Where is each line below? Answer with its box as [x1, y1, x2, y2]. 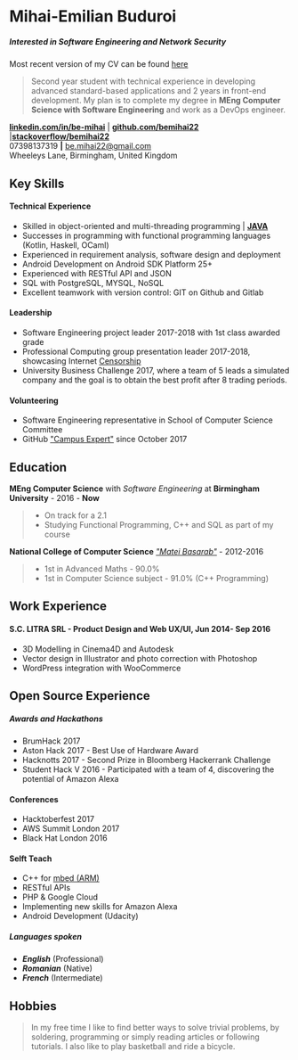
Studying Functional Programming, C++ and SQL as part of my [44, 519, 274, 530]
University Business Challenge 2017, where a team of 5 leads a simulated [21, 365, 290, 375]
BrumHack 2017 [21, 735, 81, 746]
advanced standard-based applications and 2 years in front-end [30, 86, 267, 96]
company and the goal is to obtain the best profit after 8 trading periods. [21, 374, 287, 385]
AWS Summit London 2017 [21, 823, 120, 834]
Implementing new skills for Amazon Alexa [21, 901, 178, 912]
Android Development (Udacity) [21, 911, 140, 922]
